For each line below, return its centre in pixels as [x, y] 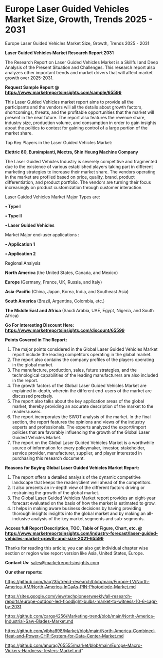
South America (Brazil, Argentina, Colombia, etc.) [55, 301]
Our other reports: [24, 572]
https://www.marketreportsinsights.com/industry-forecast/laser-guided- [81, 533]
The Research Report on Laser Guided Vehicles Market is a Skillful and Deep [82, 62]
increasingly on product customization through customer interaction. [74, 187]
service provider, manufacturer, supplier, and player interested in [77, 453]
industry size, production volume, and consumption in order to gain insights [81, 123]
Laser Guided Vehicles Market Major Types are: [53, 197]
